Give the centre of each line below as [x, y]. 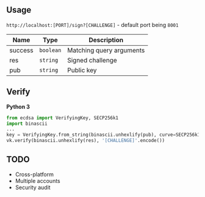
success [21, 50]
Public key [82, 70]
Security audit [33, 187]
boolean [50, 50]
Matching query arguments [106, 50]
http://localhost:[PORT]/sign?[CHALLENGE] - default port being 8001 [92, 24]
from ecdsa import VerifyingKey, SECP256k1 [63, 118]
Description [106, 40]
